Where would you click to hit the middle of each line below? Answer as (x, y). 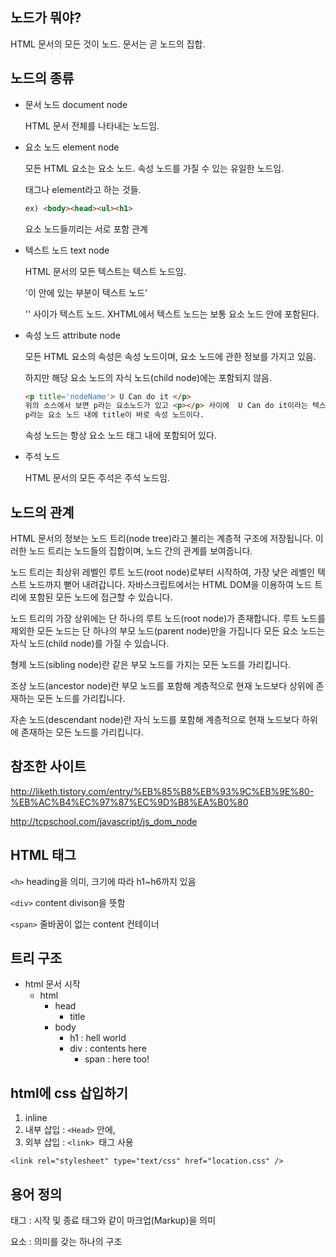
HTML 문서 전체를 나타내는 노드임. (92, 125)
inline (36, 1118)
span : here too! (117, 1059)
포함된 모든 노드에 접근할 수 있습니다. (100, 597)
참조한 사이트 (48, 766)
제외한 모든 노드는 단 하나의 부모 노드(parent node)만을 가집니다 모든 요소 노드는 (168, 630)
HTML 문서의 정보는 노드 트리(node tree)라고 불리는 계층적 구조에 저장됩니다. (161, 538)
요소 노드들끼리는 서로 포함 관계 (86, 229)
